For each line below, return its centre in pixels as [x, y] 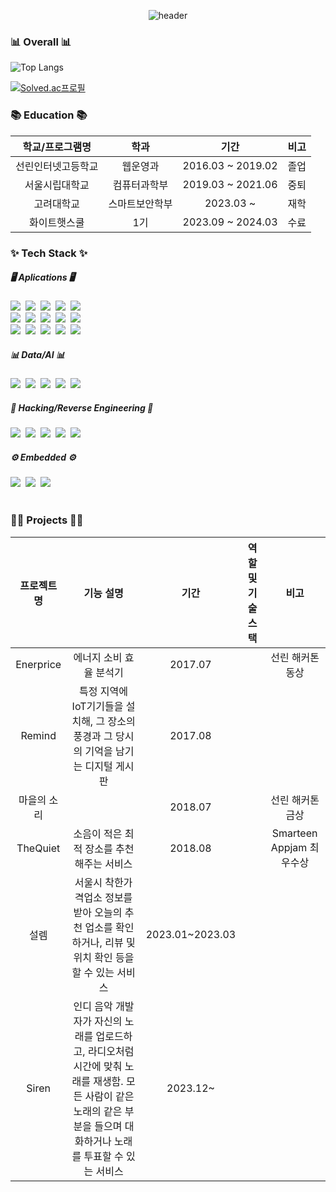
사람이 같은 [109, 1096]
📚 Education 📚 [49, 115]
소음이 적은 [98, 833]
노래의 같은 [98, 1111]
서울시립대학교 [57, 185]
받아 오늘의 [98, 912]
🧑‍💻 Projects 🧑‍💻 [47, 520]
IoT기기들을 [97, 706]
